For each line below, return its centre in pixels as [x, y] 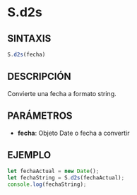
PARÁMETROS [40, 116]
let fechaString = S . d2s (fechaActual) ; [66, 178]
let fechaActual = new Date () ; [53, 171]
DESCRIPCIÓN [40, 77]
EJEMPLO [29, 155]
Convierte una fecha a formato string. [62, 93]
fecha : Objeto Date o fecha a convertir [73, 133]
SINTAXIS [29, 39]
